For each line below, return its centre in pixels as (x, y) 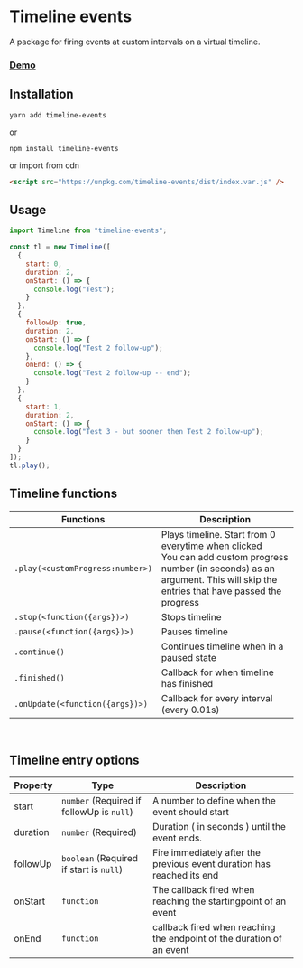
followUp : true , (56, 323)
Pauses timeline (194, 632)
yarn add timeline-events (58, 115)
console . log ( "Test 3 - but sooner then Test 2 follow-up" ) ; (148, 432)
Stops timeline (191, 616)
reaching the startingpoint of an (220, 901)
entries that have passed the (221, 591)
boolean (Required (100, 859)
